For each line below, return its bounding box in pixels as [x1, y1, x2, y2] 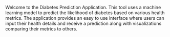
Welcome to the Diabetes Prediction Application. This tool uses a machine [5, 5, 161, 10]
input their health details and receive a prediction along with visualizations [5, 20, 162, 26]
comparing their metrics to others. [5, 26, 78, 32]
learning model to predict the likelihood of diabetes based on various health [5, 10, 165, 16]
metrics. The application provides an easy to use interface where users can [5, 15, 165, 21]
